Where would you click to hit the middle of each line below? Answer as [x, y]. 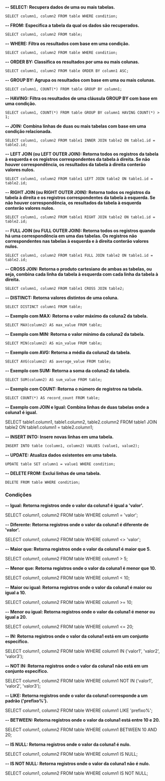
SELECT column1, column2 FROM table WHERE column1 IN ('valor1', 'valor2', [82, 651]
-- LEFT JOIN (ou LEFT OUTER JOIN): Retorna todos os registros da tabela [82, 154]
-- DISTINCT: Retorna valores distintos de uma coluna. [62, 298]
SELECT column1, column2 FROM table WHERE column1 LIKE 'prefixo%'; [79, 711]
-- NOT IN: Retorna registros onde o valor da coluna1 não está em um [77, 666]
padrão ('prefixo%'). [27, 701]
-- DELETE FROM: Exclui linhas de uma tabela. [53, 473]
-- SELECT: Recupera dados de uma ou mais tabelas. [60, 7]
